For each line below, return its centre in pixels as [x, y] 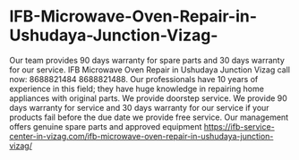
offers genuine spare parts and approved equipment [106, 126]
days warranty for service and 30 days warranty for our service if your [140, 107]
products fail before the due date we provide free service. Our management [149, 117]
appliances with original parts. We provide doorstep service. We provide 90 [149, 98]
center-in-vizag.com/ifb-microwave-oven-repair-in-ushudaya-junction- [141, 136]
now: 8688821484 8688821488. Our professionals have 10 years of [134, 79]
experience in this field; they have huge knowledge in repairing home [137, 88]
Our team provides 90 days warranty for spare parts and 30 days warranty [147, 60]
